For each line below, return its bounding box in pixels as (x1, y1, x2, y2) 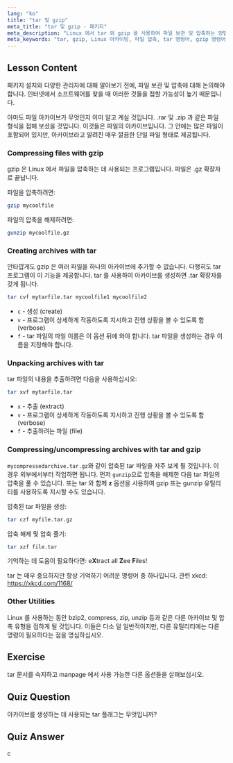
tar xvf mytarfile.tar (7, 389, 73, 396)
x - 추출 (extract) (17, 402, 64, 410)
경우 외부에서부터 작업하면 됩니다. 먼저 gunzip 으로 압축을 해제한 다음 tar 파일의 (7, 470, 221, 478)
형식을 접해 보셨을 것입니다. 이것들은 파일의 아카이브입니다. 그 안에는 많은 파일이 (7, 121, 224, 130)
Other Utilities (7, 596, 55, 606)
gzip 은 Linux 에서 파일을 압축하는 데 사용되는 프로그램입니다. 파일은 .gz (7, 165, 202, 174)
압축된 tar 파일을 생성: (7, 502, 67, 510)
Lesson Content (7, 62, 78, 74)
